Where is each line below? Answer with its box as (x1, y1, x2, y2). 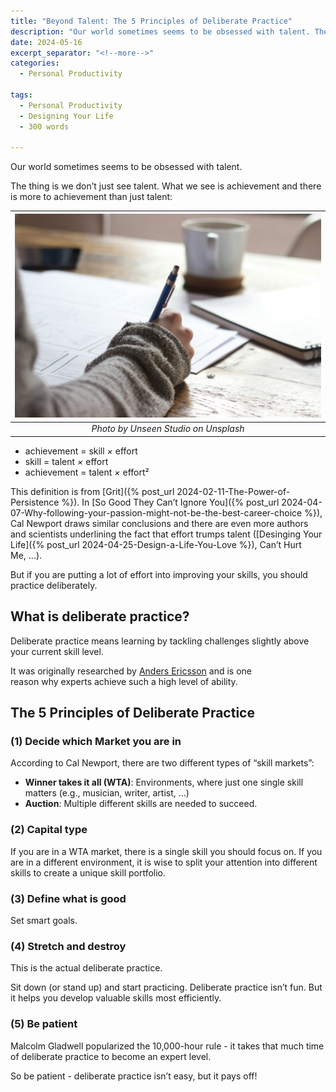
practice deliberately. (10, 579, 98, 591)
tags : (10, 90, 33, 100)
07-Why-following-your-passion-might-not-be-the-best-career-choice (10, 506, 303, 519)
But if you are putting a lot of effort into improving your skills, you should (10, 568, 308, 580)
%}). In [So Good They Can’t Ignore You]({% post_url (61, 496, 280, 508)
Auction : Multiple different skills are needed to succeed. (24, 798, 258, 810)
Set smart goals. (10, 914, 78, 926)
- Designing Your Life (19, 111, 114, 121)
